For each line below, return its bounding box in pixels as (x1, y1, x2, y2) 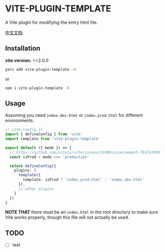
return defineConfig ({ (9, 163, 56, 168)
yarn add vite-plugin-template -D (5, 67, 77, 72)
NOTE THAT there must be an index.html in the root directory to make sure (5, 209, 158, 215)
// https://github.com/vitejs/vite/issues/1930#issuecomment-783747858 (9, 150, 161, 155)
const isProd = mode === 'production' (9, 154, 90, 159)
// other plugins (18, 186, 54, 191)
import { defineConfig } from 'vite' (5, 132, 83, 137)
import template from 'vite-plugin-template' (5, 137, 100, 142)
